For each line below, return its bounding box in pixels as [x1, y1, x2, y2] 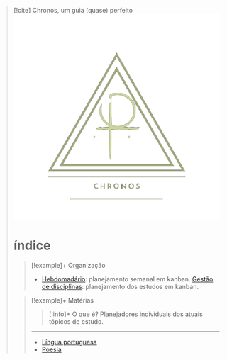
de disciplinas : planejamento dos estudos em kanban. [41, 283, 199, 291]
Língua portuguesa [41, 338, 97, 347]
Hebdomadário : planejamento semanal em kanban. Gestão [41, 275, 214, 283]
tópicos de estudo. [48, 317, 104, 326]
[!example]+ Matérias [31, 296, 94, 305]
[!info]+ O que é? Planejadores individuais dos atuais [48, 310, 203, 318]
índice [13, 237, 51, 254]
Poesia [41, 345, 62, 354]
